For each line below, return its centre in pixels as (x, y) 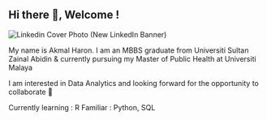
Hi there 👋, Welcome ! (64, 15)
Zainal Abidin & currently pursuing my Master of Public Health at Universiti (133, 58)
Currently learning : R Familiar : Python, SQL (82, 107)
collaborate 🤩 (30, 92)
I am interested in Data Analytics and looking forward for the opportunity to (134, 83)
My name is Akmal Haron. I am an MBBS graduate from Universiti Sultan (129, 50)
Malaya (21, 67)
